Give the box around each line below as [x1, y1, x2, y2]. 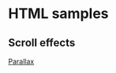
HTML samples [8, 5, 109, 23]
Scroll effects [8, 36, 76, 49]
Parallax [8, 57, 35, 66]
